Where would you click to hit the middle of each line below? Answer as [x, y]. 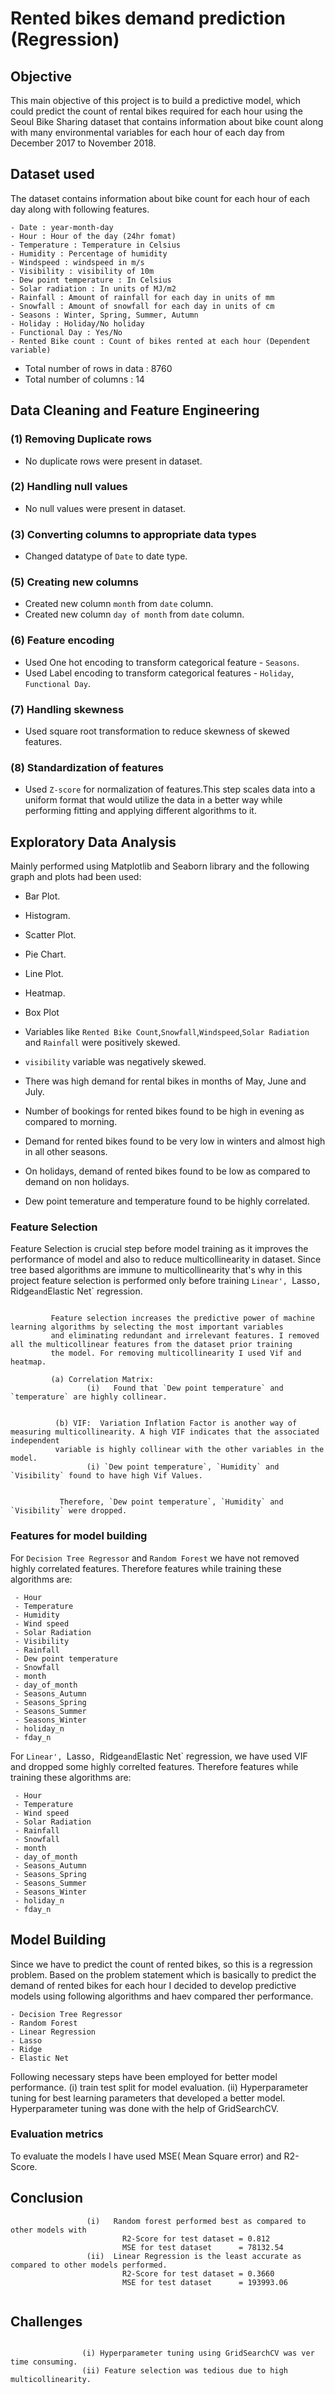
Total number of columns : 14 [84, 379]
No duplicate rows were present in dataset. [113, 461]
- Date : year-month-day [62, 227]
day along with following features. [80, 209]
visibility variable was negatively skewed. [115, 1062]
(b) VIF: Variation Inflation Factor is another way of [176, 1423]
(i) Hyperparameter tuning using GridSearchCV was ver [198, 2353]
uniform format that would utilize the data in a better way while [153, 800]
